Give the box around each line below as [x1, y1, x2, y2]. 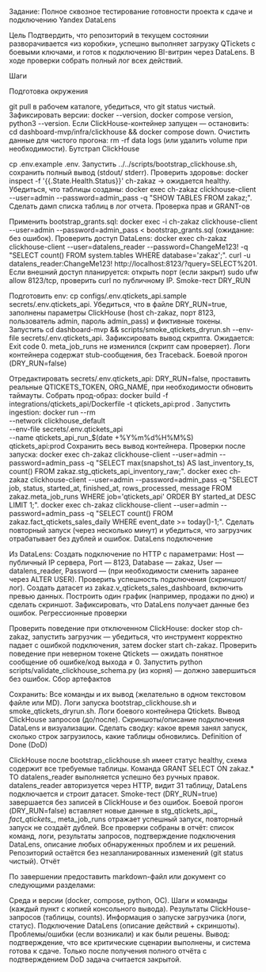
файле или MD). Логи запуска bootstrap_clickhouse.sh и [9, 698, 197, 707]
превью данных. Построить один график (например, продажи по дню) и [9, 591, 255, 601]
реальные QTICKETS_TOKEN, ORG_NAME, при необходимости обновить [9, 382, 253, 392]
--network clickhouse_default [9, 416, 106, 425]
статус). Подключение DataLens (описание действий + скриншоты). [9, 921, 240, 930]
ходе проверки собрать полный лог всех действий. [9, 55, 183, 65]
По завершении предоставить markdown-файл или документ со [9, 872, 226, 881]
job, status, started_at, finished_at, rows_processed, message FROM [9, 484, 233, 492]
